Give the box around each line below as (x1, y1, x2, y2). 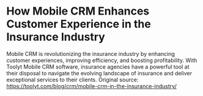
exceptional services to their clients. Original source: (6, 76, 139, 83)
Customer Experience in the (6, 17, 151, 31)
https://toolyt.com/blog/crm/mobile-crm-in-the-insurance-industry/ (6, 82, 177, 89)
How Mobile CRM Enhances (6, 4, 150, 18)
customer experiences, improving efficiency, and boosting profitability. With (6, 57, 197, 64)
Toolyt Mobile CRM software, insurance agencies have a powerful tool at (6, 63, 190, 70)
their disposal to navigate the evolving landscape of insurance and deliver (6, 69, 193, 77)
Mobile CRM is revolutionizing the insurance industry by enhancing (6, 50, 175, 57)
